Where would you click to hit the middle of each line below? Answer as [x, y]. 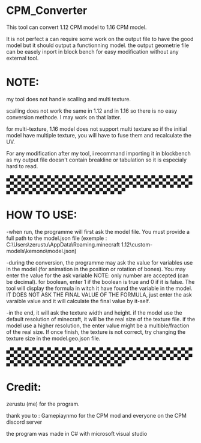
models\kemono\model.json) [41, 251]
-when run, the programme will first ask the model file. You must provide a [98, 231]
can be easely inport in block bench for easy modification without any [92, 51]
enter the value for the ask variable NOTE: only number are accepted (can [97, 275]
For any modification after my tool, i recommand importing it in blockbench [98, 153]
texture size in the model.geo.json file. [53, 338]
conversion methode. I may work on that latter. [64, 117]
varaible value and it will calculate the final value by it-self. [78, 301]
